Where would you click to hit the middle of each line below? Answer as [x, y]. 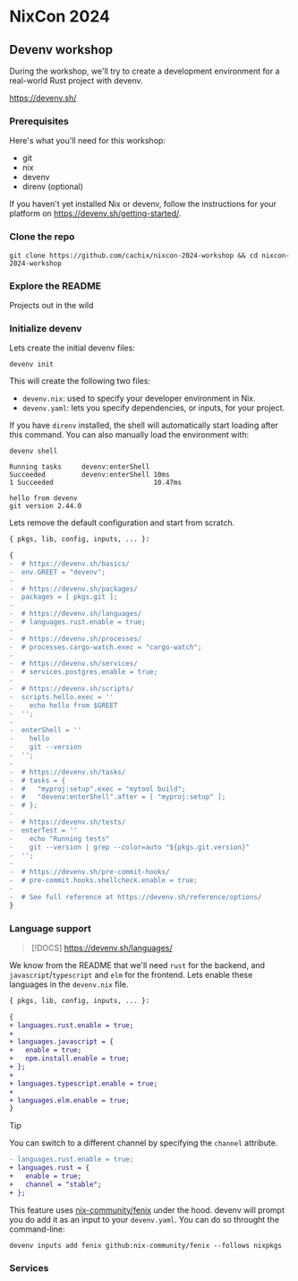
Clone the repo [42, 237]
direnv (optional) [52, 186]
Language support [50, 928]
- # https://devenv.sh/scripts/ [72, 689]
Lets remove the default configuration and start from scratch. [122, 523]
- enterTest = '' [43, 830]
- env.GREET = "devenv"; [57, 572]
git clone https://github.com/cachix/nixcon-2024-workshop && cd [133, 255]
